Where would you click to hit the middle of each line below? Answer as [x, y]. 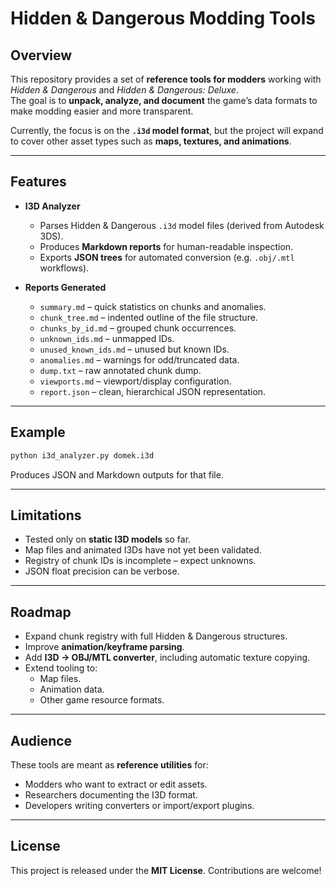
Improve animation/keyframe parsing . [104, 647]
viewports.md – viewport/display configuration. [135, 381]
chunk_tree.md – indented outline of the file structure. [148, 317]
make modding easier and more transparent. [102, 111]
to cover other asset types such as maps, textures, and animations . [151, 141]
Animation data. [72, 689]
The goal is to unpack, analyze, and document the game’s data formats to [164, 100]
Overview [41, 55]
